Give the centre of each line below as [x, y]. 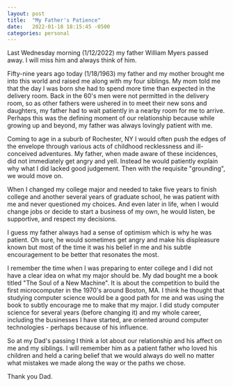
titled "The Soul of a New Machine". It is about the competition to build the [114, 283]
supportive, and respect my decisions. [62, 219]
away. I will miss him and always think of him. [72, 61]
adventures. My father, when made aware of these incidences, [128, 154]
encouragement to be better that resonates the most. [83, 255]
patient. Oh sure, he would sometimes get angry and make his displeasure [114, 240]
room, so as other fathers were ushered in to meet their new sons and [107, 103]
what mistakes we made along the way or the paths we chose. [96, 363]
